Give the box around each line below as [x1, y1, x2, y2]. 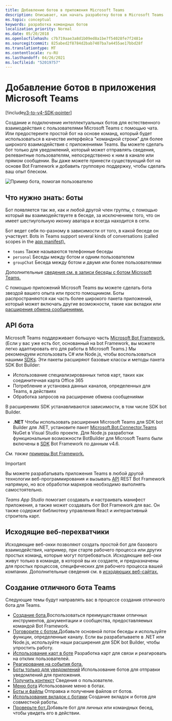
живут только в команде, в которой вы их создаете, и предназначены [5, 557, 159, 563]
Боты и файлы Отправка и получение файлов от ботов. [12, 688, 133, 694]
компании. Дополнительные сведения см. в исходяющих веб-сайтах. [5, 569, 159, 575]
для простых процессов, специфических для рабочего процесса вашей [5, 563, 163, 569]
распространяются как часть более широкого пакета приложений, [5, 295, 153, 301]
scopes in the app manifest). [5, 238, 66, 245]
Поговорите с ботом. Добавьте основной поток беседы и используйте [12, 628, 166, 635]
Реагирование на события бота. [12, 661, 83, 667]
